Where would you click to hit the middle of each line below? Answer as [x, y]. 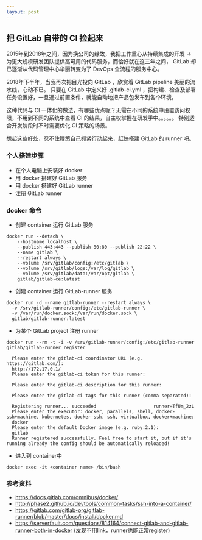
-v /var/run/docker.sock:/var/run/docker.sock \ [75, 314]
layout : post [23, 12]
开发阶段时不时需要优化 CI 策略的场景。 [61, 126]
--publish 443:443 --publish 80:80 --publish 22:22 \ [87, 247]
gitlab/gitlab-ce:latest [49, 279]
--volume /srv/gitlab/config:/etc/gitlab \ [73, 263]
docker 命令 [24, 210]
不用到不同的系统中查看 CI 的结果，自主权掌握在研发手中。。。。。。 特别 [103, 118]
